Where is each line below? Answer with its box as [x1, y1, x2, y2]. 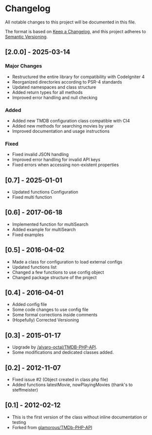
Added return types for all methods [12, 89, 83, 95]
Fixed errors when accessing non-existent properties [12, 162, 119, 168]
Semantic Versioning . [5, 34, 48, 40]
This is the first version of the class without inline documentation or [12, 414, 148, 420]
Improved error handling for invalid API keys [12, 157, 101, 163]
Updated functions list [12, 264, 57, 270]
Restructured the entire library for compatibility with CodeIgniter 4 [12, 74, 145, 80]
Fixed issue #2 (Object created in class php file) [12, 377, 109, 383]
